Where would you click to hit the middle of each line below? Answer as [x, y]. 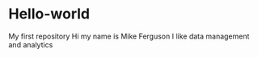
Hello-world [49, 14]
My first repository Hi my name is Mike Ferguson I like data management [129, 36]
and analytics [31, 44]
